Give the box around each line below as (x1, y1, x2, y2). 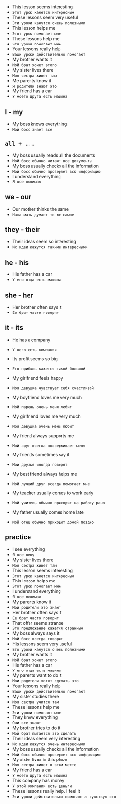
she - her (5, 291, 33, 299)
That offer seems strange (12, 620, 64, 625)
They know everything (12, 714, 58, 720)
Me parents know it (12, 78, 52, 84)
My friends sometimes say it (12, 451, 70, 457)
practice (5, 533, 31, 541)
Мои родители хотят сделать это (12, 678, 79, 683)
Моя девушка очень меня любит (12, 424, 75, 429)
